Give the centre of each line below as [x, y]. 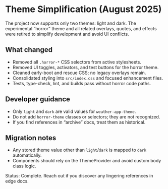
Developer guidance [38, 99]
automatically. [27, 155]
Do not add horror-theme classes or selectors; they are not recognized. [86, 116]
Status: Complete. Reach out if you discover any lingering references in [79, 176]
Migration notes [31, 138]
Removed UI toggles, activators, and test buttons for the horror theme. [86, 67]
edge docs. [17, 181]
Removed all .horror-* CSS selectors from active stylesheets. [77, 62]
